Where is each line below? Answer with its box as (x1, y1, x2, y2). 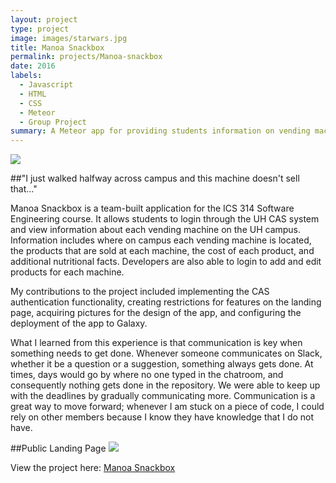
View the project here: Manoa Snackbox (10, 462, 176, 474)
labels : (10, 71, 43, 81)
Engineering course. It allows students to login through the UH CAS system (10, 213, 320, 225)
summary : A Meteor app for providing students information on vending (10, 126, 311, 136)
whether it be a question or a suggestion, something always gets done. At (10, 358, 314, 370)
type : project (10, 24, 70, 34)
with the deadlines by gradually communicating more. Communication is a (10, 390, 316, 402)
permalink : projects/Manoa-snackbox (10, 52, 163, 62)
